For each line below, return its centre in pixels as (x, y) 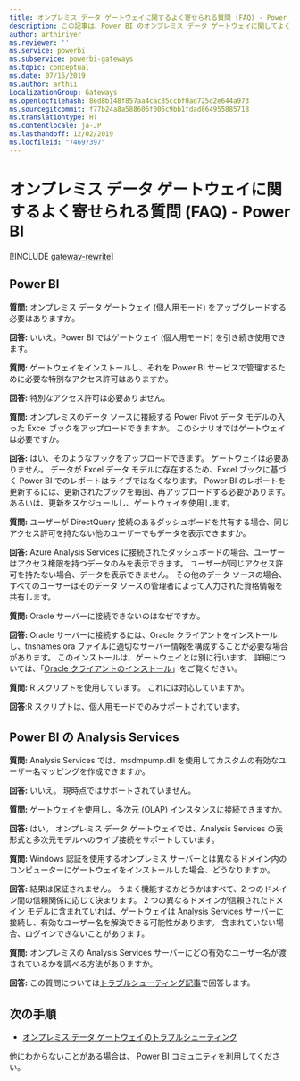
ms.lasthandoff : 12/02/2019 (62, 134)
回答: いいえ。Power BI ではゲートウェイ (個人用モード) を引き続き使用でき (148, 337)
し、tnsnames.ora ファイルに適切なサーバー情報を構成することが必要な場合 (149, 646)
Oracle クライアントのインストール (108, 668)
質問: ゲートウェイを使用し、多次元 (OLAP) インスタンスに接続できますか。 (148, 810)
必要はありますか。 (45, 318)
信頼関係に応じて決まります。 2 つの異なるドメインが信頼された (150, 900)
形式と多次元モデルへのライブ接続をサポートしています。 (115, 840)
